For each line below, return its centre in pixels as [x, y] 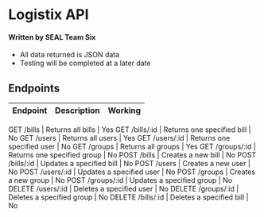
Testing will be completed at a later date [85, 63]
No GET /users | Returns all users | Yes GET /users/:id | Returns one [119, 138]
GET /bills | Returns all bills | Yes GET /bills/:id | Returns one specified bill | [130, 130]
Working [124, 110]
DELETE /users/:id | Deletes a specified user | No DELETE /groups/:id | [124, 189]
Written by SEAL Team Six [52, 37]
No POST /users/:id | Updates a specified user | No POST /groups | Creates [132, 172]
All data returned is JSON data [70, 55]
